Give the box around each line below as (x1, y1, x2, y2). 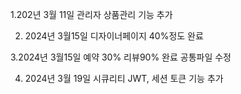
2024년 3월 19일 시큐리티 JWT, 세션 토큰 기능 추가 (24, 73, 224, 84)
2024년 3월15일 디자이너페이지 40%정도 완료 (24, 30, 204, 42)
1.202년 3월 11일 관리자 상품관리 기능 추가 (10, 9, 173, 20)
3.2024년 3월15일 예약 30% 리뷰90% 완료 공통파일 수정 (10, 51, 232, 63)
